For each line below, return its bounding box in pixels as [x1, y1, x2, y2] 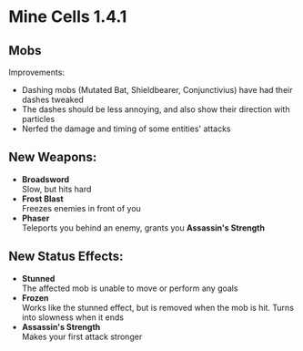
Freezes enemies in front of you [21, 202, 142, 213]
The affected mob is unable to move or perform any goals [21, 283, 238, 294]
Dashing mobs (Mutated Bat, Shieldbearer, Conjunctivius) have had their [21, 85, 293, 95]
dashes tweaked [21, 94, 84, 105]
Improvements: [8, 67, 66, 77]
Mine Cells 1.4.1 [8, 6, 127, 27]
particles [21, 114, 56, 124]
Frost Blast [21, 193, 65, 204]
